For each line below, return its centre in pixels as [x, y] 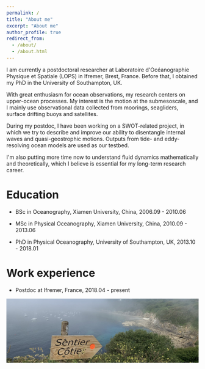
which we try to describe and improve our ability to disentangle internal [96, 132]
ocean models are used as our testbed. [80, 145]
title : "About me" [30, 19]
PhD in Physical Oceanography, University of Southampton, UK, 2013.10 [105, 242]
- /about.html [30, 52]
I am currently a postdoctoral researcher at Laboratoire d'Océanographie [98, 70]
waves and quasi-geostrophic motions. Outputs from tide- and [85, 139]
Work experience [51, 273]
